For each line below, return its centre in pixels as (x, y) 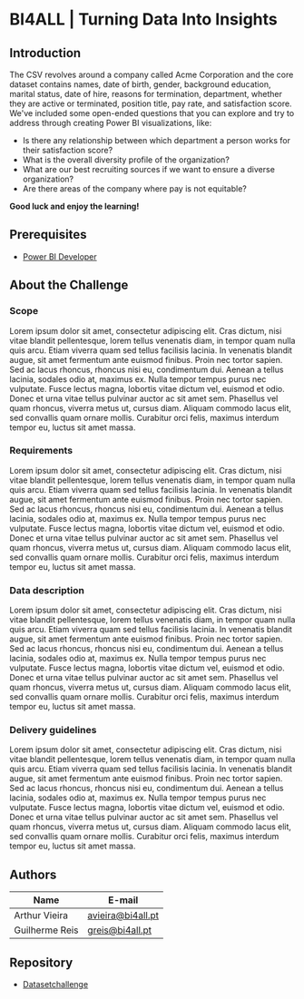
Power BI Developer (59, 256)
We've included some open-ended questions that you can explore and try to (152, 113)
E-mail (123, 900)
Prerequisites (48, 235)
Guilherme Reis (46, 930)
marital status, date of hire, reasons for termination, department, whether (146, 94)
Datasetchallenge (55, 984)
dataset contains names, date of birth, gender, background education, (140, 84)
